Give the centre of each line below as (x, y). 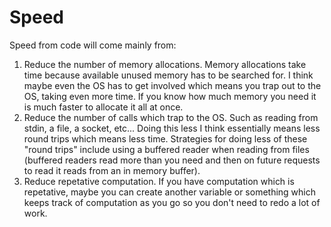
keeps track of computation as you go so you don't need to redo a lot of (172, 202)
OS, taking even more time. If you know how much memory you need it (170, 96)
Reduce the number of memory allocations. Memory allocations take (165, 64)
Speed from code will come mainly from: (93, 45)
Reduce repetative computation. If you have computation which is (159, 181)
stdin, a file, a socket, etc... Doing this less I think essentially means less (172, 128)
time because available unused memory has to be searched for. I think (168, 75)
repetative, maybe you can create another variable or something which (170, 192)
